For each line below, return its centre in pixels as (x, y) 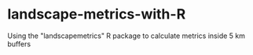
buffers (19, 43)
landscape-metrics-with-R (97, 14)
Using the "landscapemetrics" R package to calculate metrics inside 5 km (126, 36)
